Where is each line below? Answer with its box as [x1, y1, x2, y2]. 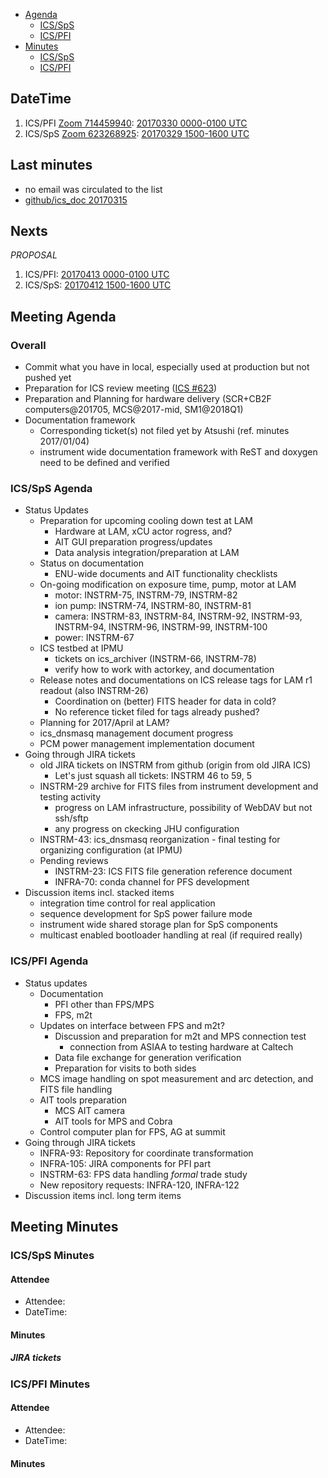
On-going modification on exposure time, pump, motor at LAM [39, 579, 297, 591]
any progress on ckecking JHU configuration [54, 823, 240, 835]
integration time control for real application [39, 897, 216, 909]
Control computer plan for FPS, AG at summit [39, 1125, 226, 1138]
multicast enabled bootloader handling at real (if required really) [39, 929, 303, 941]
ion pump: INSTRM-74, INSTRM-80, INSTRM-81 [54, 600, 252, 612]
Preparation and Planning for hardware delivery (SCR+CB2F [24, 393, 272, 405]
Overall [10, 338, 47, 352]
